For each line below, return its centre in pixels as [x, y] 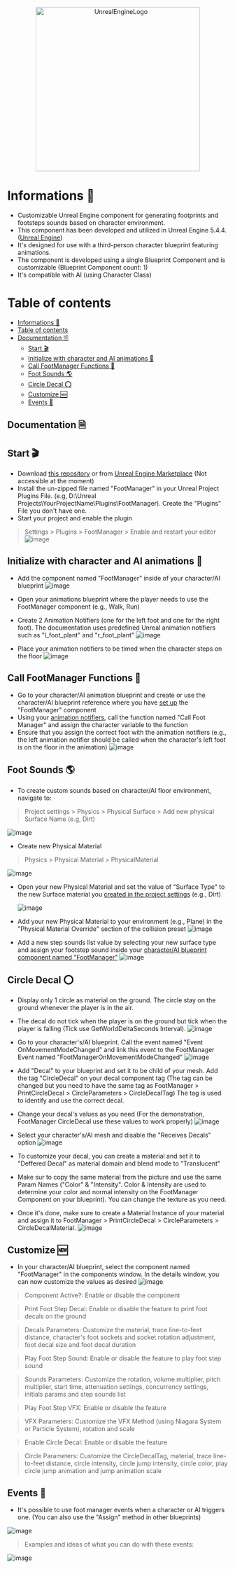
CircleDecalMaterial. [47, 1228]
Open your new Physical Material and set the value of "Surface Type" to [121, 887]
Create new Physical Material [59, 846]
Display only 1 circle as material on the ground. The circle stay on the [116, 1000]
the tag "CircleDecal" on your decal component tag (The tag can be [115, 1078]
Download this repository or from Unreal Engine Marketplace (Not [112, 474]
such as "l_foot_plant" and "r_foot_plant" [76, 635]
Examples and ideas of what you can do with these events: [109, 1544]
